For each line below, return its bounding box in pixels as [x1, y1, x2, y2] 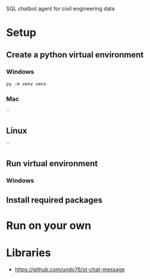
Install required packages [6, 195, 103, 205]
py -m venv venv [6, 80, 46, 87]
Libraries [6, 246, 51, 260]
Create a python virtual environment [6, 49, 144, 60]
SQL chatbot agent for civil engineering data [6, 5, 115, 12]
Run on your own [6, 219, 92, 232]
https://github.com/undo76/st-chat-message [14, 265, 125, 273]
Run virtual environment [6, 159, 98, 169]
